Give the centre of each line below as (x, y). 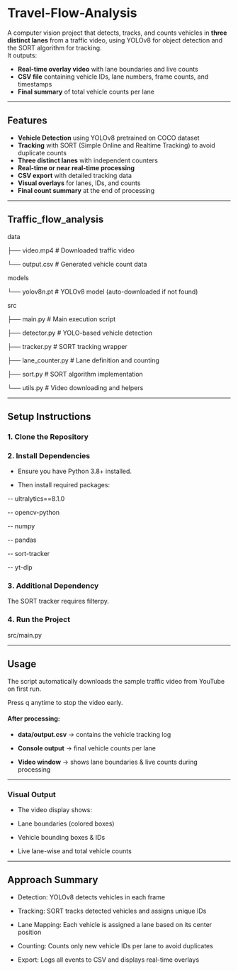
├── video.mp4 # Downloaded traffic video (71, 250)
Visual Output (32, 794)
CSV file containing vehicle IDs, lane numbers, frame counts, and (113, 77)
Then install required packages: (64, 485)
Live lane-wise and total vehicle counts (75, 851)
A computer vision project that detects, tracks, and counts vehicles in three (117, 33)
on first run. (24, 689)
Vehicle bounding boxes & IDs (61, 838)
